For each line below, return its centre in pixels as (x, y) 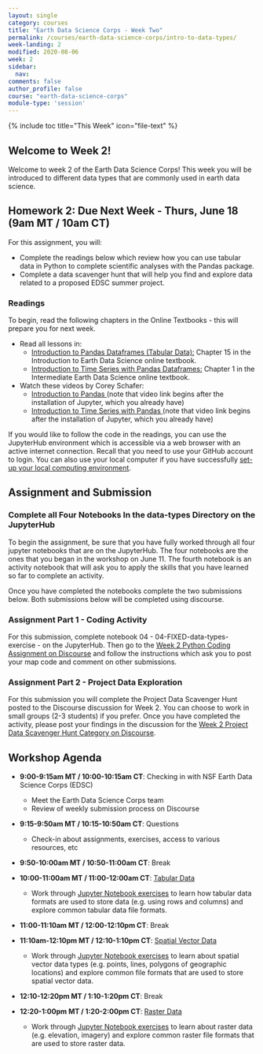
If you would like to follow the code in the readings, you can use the (117, 435)
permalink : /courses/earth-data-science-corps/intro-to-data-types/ (122, 37)
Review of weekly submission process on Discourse (115, 809)
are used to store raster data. (78, 1044)
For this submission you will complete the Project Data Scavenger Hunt (123, 700)
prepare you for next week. (52, 328)
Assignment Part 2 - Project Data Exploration (95, 682)
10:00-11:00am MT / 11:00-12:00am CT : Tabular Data (107, 878)
